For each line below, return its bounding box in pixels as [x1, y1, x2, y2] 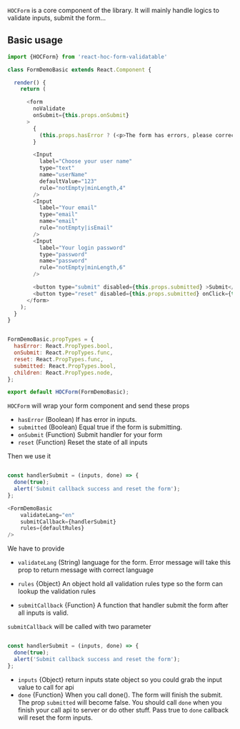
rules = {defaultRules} [20, 525, 84, 532]
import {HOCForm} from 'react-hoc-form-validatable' [7, 53, 168, 60]
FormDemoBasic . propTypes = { [7, 336, 94, 343]
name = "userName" [39, 171, 88, 179]
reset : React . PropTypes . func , [14, 356, 104, 363]
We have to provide [7, 544, 65, 553]
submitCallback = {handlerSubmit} [20, 518, 116, 526]
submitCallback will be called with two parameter [7, 623, 151, 631]
